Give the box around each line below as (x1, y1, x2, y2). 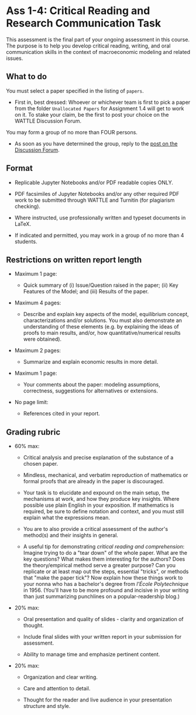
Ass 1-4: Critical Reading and (6, 4, 150, 18)
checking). (14, 202, 41, 209)
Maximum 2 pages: (14, 347, 61, 354)
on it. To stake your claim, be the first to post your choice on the (14, 111, 169, 118)
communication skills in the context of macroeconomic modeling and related (6, 48, 191, 55)
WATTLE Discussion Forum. (14, 117, 82, 124)
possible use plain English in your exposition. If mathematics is (23, 501, 174, 509)
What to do (6, 72, 47, 82)
